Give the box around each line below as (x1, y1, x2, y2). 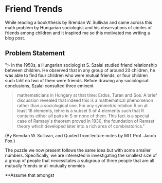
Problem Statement (5, 49, 65, 57)
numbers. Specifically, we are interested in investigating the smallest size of (5, 152, 157, 158)
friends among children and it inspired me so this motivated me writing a (5, 30, 150, 36)
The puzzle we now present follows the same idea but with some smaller (5, 147, 151, 153)
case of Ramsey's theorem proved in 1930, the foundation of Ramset (17, 118, 155, 124)
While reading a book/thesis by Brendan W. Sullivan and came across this (5, 19, 152, 25)
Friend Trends (5, 3, 63, 15)
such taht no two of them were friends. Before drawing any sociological (5, 77, 149, 83)
